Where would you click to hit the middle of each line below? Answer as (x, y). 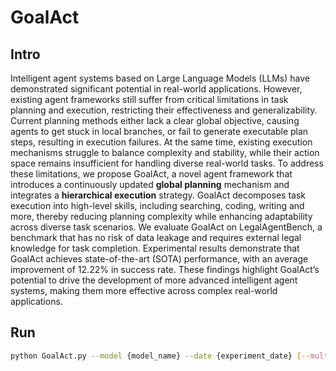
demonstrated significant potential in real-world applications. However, (156, 89)
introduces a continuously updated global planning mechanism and (150, 184)
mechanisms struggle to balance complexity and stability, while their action (165, 152)
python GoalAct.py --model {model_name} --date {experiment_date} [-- (160, 356)
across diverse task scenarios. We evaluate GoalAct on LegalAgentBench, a (166, 227)
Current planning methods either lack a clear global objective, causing (155, 120)
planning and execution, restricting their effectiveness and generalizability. (164, 110)
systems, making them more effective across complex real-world (144, 290)
